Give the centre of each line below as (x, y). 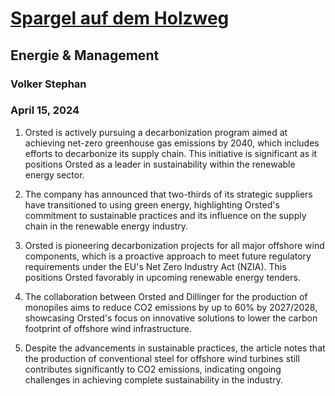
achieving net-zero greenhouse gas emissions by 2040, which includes (172, 143)
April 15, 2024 (45, 110)
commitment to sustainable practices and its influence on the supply (165, 215)
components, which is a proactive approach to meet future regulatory (168, 256)
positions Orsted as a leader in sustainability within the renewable (160, 164)
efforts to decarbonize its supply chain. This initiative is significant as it (171, 153)
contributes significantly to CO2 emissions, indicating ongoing (153, 369)
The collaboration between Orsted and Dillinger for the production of (166, 296)
